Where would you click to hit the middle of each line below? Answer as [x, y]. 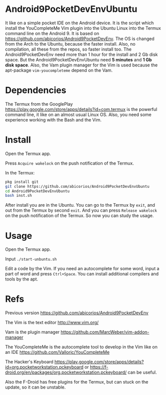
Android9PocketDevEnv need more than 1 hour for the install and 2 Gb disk [82, 54]
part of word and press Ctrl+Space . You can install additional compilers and [82, 274]
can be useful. [142, 372]
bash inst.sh [19, 196]
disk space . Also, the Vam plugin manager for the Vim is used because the [81, 65]
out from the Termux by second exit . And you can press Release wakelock [81, 210]
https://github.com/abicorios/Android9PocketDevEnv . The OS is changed [80, 39]
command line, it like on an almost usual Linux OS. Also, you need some [78, 114]
